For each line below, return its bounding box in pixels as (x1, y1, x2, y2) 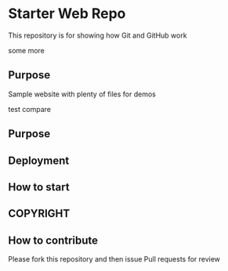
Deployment (8, 154, 70, 167)
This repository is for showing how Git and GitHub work (8, 31, 187, 40)
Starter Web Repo (8, 5, 126, 23)
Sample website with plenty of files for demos (8, 89, 157, 99)
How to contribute (8, 233, 99, 247)
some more (8, 45, 45, 55)
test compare (8, 104, 51, 114)
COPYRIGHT (8, 207, 71, 220)
